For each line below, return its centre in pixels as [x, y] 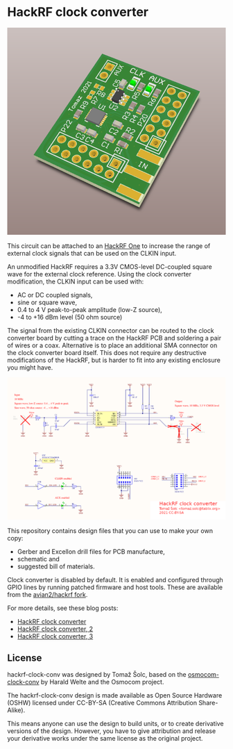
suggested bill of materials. [56, 566]
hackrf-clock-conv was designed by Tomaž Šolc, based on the [97, 675]
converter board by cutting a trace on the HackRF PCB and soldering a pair [114, 338]
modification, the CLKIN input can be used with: [76, 281]
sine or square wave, [47, 302]
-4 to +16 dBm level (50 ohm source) [70, 317]
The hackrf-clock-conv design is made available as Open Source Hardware [115, 695]
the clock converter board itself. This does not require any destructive [107, 352]
